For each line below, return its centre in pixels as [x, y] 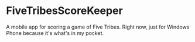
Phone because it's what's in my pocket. [55, 33]
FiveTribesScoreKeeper [64, 11]
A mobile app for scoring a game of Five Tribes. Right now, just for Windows [98, 27]
